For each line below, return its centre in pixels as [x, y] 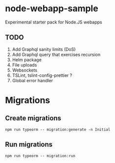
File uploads [24, 65]
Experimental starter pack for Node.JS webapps [54, 22]
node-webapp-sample [52, 9]
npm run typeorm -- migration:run [40, 156]
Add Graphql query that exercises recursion [56, 54]
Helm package [27, 60]
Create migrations [33, 118]
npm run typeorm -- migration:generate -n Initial [58, 129]
